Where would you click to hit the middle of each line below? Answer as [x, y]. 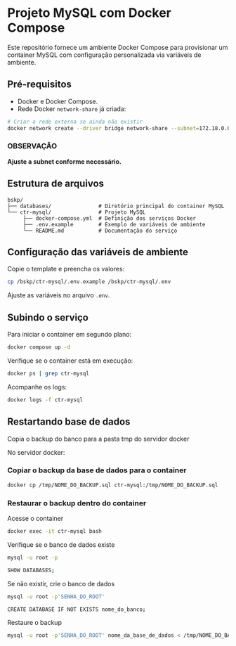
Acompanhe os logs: [37, 387]
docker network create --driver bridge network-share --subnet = [103, 128]
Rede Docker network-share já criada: [72, 109]
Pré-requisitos [40, 85]
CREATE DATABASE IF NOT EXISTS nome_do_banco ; [77, 609]
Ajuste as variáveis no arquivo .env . [59, 295]
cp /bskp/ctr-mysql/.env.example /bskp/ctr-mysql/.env [89, 282]
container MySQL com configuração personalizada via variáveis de [104, 55]
